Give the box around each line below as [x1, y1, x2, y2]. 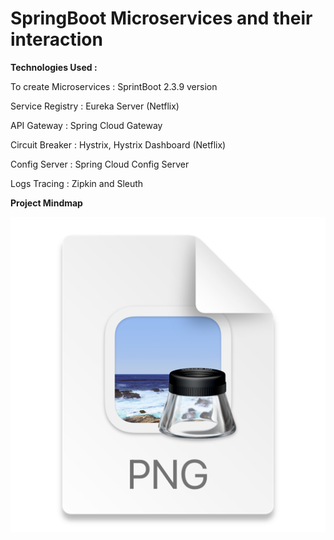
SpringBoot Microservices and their [10, 7, 313, 30]
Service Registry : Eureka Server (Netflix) [10, 100, 180, 112]
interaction [10, 28, 103, 51]
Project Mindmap [10, 197, 83, 209]
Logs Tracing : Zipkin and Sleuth [10, 177, 144, 189]
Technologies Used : [10, 61, 98, 73]
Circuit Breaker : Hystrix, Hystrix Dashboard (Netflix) [10, 138, 227, 151]
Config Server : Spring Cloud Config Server [10, 158, 190, 170]
